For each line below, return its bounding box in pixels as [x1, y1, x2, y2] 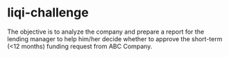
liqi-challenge [7, 5, 89, 21]
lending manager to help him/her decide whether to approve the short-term [7, 34, 223, 43]
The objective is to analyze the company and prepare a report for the [7, 27, 205, 36]
